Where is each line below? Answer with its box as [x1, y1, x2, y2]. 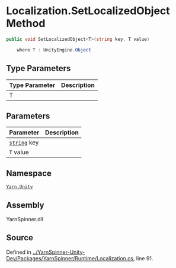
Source [6, 233, 34, 243]
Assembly [6, 200, 44, 210]
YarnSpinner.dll [6, 215, 43, 222]
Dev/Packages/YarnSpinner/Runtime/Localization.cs [6, 254, 134, 261]
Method [6, 17, 46, 30]
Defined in [6, 248, 31, 256]
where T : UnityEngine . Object [17, 47, 92, 53]
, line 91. [133, 254, 153, 261]
